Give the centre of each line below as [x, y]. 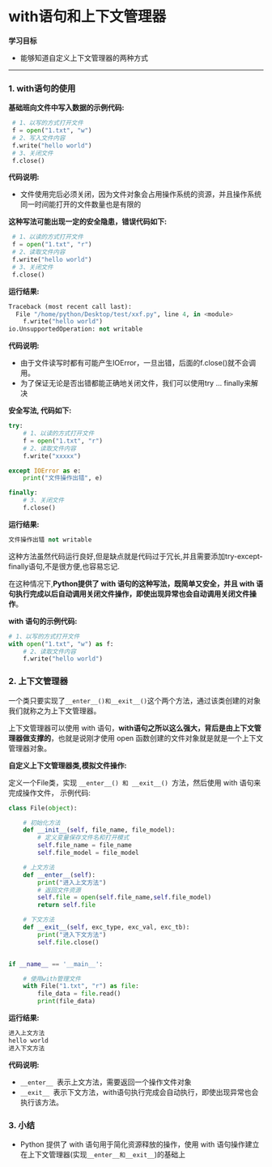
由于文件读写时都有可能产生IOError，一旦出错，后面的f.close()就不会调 [138, 363]
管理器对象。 [30, 748]
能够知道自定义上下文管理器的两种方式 [84, 58]
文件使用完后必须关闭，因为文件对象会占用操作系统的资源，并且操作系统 [140, 194]
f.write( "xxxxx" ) [52, 456]
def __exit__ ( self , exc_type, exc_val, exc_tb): [106, 928]
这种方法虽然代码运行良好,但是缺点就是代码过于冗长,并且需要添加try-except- [136, 556]
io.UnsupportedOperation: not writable [76, 329]
